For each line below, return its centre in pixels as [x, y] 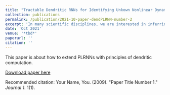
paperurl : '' [19, 38]
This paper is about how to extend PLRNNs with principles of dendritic [78, 57]
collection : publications [32, 15]
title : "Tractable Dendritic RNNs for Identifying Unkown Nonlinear [79, 10]
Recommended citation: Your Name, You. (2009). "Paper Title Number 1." [81, 82]
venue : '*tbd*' [21, 33]
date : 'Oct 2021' [24, 29]
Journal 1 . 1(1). [20, 87]
